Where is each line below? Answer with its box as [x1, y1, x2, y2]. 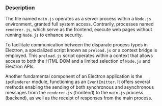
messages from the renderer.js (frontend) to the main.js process [5, 90, 144, 96]
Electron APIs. [5, 63, 35, 70]
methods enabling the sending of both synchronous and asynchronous [5, 84, 154, 90]
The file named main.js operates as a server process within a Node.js [5, 16, 151, 22]
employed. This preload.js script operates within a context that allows [5, 52, 153, 59]
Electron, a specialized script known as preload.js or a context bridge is [5, 47, 157, 54]
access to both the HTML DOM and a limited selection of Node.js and [5, 58, 151, 64]
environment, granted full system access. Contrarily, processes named [5, 21, 154, 27]
